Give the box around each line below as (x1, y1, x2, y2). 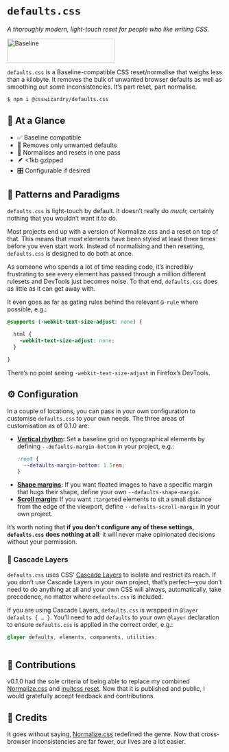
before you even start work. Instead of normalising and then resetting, (7, 242, 205, 250)
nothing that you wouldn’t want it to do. (7, 214, 118, 223)
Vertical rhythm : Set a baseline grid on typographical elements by (16, 434, 206, 443)
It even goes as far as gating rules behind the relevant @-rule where (7, 298, 199, 307)
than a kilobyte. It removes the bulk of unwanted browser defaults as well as (7, 75, 222, 83)
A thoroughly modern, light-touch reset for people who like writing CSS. (7, 25, 210, 33)
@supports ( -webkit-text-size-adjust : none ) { (7, 318, 143, 326)
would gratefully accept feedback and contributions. (7, 692, 156, 700)
